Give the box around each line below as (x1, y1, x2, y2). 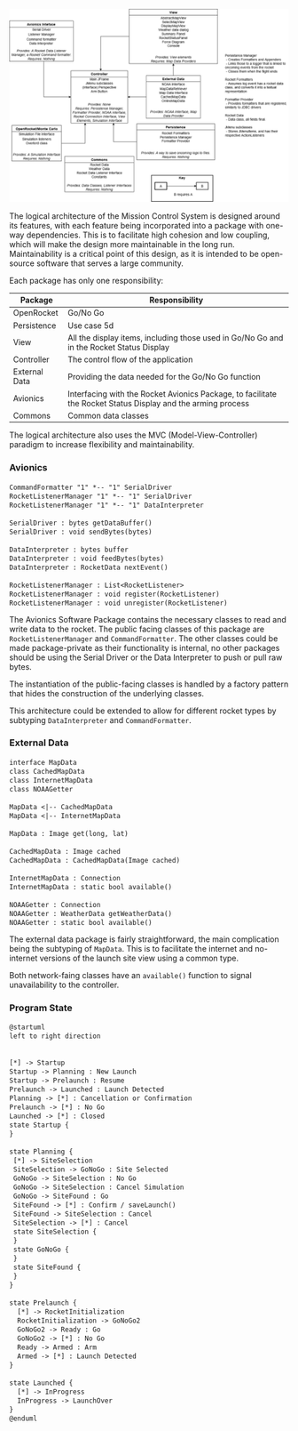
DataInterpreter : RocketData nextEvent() (9, 563, 169, 572)
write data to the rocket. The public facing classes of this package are (9, 623, 264, 634)
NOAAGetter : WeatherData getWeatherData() (9, 909, 173, 918)
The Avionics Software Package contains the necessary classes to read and (9, 614, 286, 624)
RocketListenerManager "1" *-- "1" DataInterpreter (9, 501, 204, 510)
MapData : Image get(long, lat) (9, 829, 129, 838)
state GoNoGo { (12, 1245, 69, 1254)
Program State (9, 1001, 73, 1014)
